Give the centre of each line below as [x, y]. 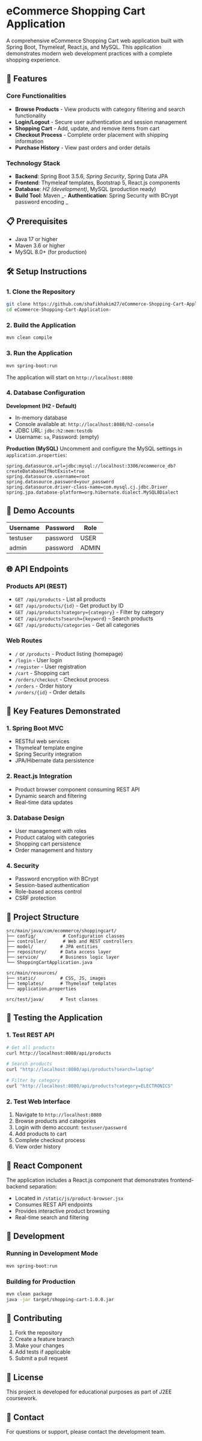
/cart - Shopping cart [42, 673]
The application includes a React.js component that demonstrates [88, 1180]
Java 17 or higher [36, 239]
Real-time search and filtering [52, 1217]
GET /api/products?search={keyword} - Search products [84, 618]
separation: [43, 1187]
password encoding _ [41, 202]
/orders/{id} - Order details [50, 692]
